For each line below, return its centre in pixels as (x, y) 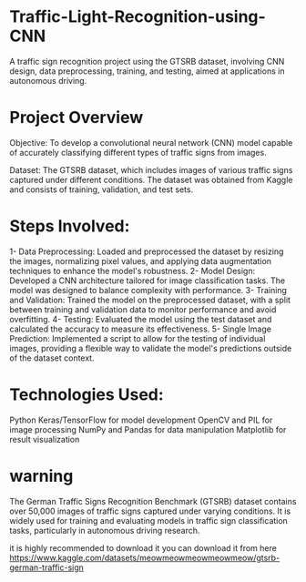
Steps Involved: (70, 226)
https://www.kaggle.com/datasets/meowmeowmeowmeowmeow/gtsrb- (145, 557)
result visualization (45, 439)
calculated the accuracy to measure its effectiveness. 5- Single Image (140, 329)
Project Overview (76, 118)
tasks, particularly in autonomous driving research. (105, 530)
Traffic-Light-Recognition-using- (138, 17)
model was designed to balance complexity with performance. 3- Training (148, 290)
